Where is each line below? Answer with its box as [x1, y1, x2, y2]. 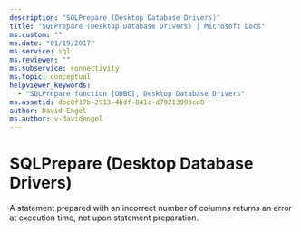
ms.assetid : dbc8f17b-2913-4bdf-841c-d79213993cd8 [9, 97, 205, 107]
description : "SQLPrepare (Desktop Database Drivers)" [9, 13, 221, 23]
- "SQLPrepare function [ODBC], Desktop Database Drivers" [17, 89, 246, 98]
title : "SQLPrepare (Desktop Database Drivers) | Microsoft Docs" [9, 22, 266, 31]
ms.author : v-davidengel [9, 114, 103, 123]
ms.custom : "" [9, 30, 63, 39]
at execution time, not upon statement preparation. [9, 212, 199, 223]
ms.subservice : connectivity [9, 64, 120, 73]
